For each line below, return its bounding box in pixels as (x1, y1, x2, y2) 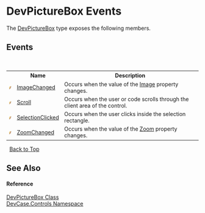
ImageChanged (16, 84, 56, 91)
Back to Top (9, 145, 40, 153)
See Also (6, 163, 41, 173)
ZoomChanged (16, 128, 55, 135)
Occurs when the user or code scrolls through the (63, 95, 189, 103)
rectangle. (63, 117, 90, 124)
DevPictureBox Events (6, 4, 122, 18)
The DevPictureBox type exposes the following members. (6, 24, 151, 32)
